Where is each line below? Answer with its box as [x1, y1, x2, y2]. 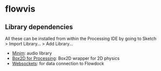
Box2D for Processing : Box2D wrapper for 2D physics [12, 55, 120, 61]
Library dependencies [5, 23, 73, 31]
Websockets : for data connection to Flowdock [12, 61, 104, 66]
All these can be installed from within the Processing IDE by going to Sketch [5, 35, 157, 41]
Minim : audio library [12, 50, 52, 56]
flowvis [5, 3, 35, 15]
